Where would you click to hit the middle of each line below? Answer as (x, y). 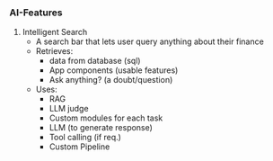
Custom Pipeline (79, 147)
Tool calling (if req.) (85, 138)
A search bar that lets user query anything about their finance (150, 41)
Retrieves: (54, 51)
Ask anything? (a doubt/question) (111, 80)
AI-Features (36, 13)
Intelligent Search (55, 32)
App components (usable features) (114, 70)
